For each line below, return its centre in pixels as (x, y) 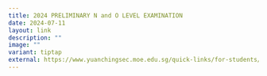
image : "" (25, 45)
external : (25, 60)
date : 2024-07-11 (37, 23)
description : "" (35, 38)
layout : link (30, 30)
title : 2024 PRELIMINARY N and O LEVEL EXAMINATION (95, 15)
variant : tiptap (35, 52)
